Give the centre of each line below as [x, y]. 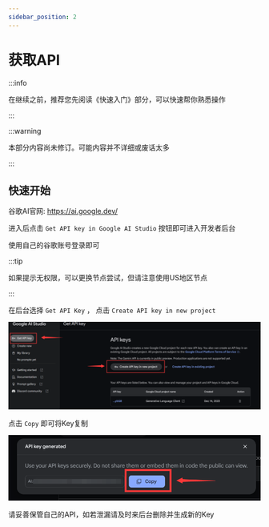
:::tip [16, 261]
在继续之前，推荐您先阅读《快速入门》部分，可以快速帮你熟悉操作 [117, 99]
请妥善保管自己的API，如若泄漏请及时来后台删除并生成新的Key [111, 515]
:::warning [25, 131]
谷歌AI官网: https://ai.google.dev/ [63, 211]
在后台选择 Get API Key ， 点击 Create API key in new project [112, 310]
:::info [18, 82]
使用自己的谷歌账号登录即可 [54, 245]
